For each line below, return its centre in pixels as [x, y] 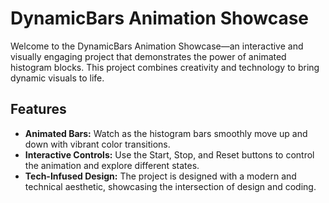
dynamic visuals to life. [57, 78]
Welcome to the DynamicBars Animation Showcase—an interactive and [157, 46]
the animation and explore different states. [112, 165]
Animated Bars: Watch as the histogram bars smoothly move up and [166, 133]
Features [38, 109]
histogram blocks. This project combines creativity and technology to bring [165, 67]
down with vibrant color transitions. [97, 144]
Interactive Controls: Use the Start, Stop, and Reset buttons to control [169, 154]
